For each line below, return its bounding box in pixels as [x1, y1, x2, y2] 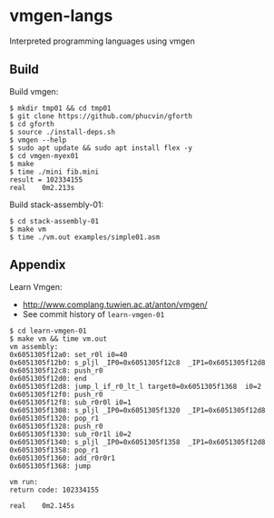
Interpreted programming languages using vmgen [9, 35, 195, 46]
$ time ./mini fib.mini [9, 167, 100, 176]
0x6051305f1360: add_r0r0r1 [9, 453, 116, 463]
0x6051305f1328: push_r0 [9, 422, 103, 431]
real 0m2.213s [9, 183, 75, 192]
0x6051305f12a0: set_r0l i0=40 [9, 350, 128, 359]
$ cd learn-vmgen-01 [9, 326, 88, 335]
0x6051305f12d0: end [9, 374, 88, 383]
